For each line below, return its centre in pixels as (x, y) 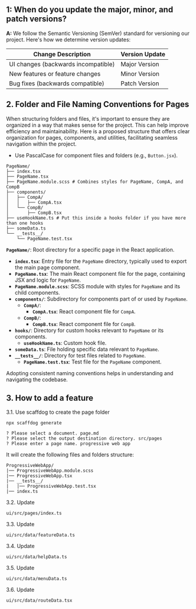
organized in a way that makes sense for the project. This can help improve (97, 125)
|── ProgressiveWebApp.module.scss (50, 471)
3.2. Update (20, 502)
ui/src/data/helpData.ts (37, 557)
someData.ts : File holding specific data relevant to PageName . (87, 349)
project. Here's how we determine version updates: (68, 39)
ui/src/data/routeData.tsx (39, 601)
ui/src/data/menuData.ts (37, 579)
